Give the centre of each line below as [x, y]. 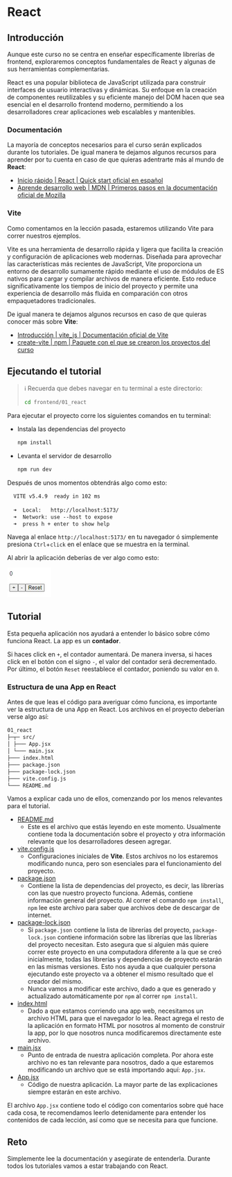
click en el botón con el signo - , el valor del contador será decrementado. [112, 661]
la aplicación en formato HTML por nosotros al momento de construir [126, 1026]
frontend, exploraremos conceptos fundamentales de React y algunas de [111, 62]
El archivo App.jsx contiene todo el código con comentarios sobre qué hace [115, 1106]
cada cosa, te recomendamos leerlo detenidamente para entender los [107, 1113]
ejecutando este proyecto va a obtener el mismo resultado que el [120, 974]
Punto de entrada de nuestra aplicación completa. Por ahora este [121, 1055]
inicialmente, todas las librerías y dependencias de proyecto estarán [125, 959]
